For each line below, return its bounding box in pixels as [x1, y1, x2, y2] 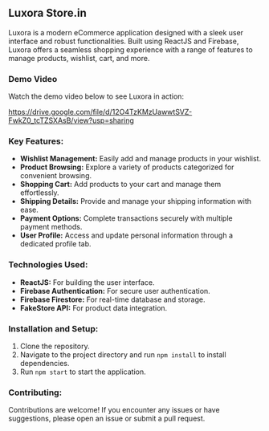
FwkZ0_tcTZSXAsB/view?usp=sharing [8, 116, 135, 125]
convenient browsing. [19, 171, 92, 181]
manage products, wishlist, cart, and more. [8, 53, 150, 63]
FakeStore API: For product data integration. [19, 303, 168, 312]
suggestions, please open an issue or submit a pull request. [8, 413, 206, 424]
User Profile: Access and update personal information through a [19, 230, 234, 240]
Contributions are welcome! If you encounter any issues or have [8, 405, 220, 415]
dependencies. [19, 359, 70, 368]
